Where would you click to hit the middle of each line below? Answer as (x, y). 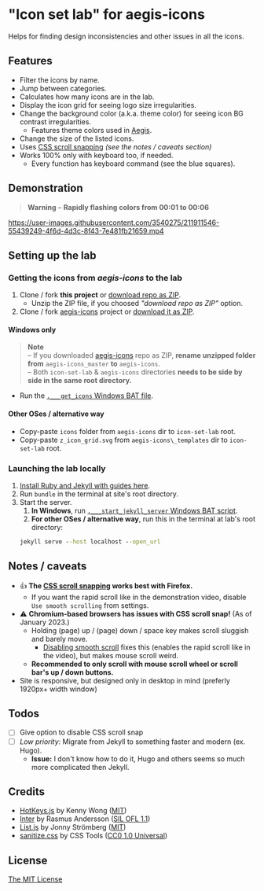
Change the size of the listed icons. (77, 138)
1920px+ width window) (59, 689)
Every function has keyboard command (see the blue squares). (133, 164)
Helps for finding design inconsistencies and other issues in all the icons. (126, 36)
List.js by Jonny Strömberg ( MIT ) (73, 827)
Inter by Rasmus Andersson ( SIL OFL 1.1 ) (85, 819)
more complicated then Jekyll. (80, 767)
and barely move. (59, 639)
